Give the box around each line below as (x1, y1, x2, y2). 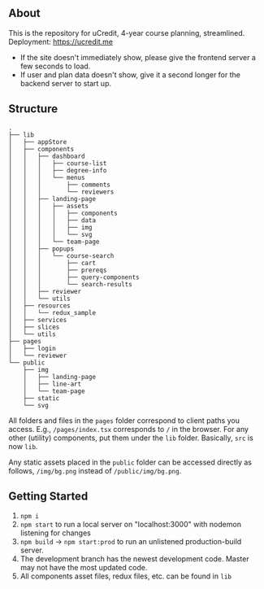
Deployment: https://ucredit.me (8, 37, 114, 46)
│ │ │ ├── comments (8, 181, 111, 189)
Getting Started (8, 490, 89, 504)
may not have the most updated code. (19, 563, 148, 573)
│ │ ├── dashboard (8, 152, 85, 160)
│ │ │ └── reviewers (8, 187, 115, 196)
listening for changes (19, 528, 91, 538)
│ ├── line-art (23, 380, 82, 388)
